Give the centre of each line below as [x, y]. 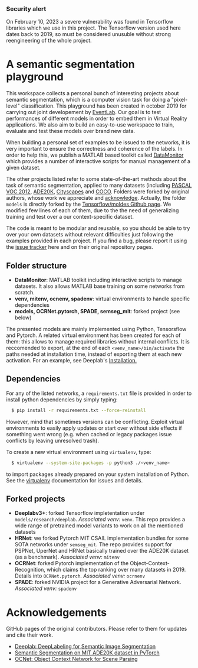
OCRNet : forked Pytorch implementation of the [72, 563]
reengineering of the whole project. [49, 41]
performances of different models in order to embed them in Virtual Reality [97, 119]
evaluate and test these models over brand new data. [71, 131]
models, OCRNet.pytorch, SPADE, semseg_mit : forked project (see [97, 312]
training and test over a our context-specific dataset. [70, 217]
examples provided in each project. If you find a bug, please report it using [97, 241]
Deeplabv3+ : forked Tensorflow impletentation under [80, 513]
